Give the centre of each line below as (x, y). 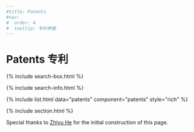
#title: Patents (26, 12)
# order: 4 (21, 23)
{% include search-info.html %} (45, 88)
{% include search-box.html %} (45, 76)
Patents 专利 (37, 59)
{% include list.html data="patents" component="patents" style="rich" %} (97, 99)
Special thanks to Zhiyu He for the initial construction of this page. (87, 122)
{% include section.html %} (40, 111)
